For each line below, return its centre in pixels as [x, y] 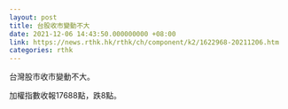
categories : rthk [41, 51]
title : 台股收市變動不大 [50, 26]
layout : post [33, 17]
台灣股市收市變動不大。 [52, 77]
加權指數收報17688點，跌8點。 [66, 96]
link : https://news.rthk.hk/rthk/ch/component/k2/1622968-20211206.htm [144, 42]
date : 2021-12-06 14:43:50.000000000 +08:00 [93, 34]
